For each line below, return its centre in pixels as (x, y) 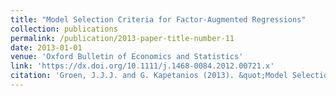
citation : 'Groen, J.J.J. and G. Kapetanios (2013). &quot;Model (149, 76)
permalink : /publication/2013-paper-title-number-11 (122, 38)
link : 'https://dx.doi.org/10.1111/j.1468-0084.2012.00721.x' (142, 66)
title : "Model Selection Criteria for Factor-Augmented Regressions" (158, 19)
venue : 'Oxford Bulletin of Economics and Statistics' (127, 57)
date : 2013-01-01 (46, 47)
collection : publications (64, 29)
